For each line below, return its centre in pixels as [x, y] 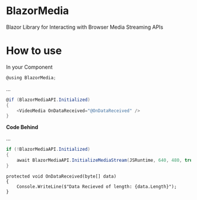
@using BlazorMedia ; [31, 77]
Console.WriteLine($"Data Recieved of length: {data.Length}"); [97, 187]
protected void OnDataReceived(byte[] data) [61, 176]
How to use [34, 51]
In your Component [29, 67]
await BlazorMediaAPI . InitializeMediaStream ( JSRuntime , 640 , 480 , [99, 160]
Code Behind [22, 127]
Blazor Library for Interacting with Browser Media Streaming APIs [85, 27]
